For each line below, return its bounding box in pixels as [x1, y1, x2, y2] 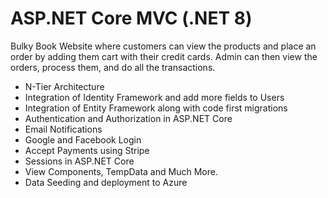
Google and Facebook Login [24, 133, 142, 146]
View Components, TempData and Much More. [24, 165, 218, 177]
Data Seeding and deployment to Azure [24, 176, 188, 188]
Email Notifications [24, 123, 103, 135]
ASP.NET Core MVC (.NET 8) [10, 7, 253, 30]
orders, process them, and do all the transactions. [10, 61, 216, 73]
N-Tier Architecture [24, 80, 105, 92]
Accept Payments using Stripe [24, 144, 150, 156]
